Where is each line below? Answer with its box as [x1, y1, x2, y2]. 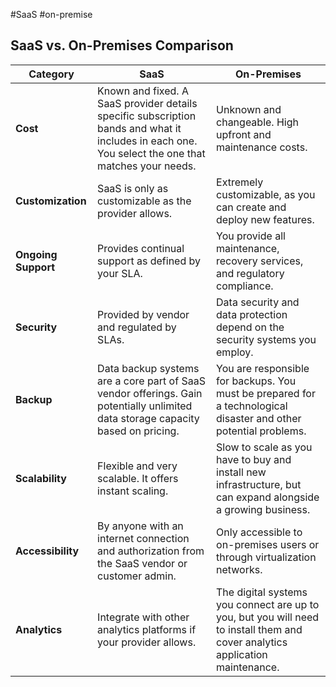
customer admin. [97, 569, 177, 583]
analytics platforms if [97, 622, 197, 636]
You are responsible [216, 361, 310, 375]
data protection [216, 307, 288, 321]
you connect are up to [216, 597, 320, 611]
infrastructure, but [216, 477, 302, 491]
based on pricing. [97, 424, 180, 438]
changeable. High [216, 115, 299, 129]
